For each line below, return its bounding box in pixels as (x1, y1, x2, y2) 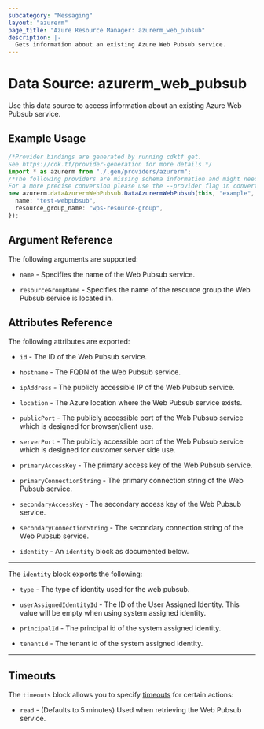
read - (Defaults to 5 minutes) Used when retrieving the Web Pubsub (19, 705, 242, 715)
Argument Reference (8, 233, 113, 247)
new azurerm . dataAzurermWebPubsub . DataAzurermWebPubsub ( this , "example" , (8, 190, 255, 198)
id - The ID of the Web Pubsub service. (19, 352, 148, 362)
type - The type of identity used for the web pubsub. (19, 585, 190, 594)
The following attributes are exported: (8, 337, 130, 347)
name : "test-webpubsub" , (15, 197, 97, 205)
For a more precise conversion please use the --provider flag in (8, 182, 230, 190)
